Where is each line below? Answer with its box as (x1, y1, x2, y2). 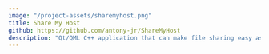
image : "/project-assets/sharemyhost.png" (8, 11, 152, 20)
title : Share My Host (8, 19, 81, 27)
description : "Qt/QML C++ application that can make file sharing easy (8, 33, 252, 42)
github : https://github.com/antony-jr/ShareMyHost (8, 26, 181, 34)
